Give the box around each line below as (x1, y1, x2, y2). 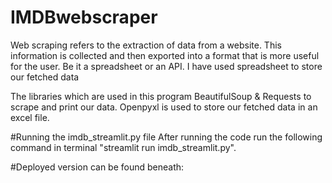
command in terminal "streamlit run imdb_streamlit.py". (10, 141, 237, 153)
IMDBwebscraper (10, 6, 158, 29)
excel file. (10, 111, 50, 123)
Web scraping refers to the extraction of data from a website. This (10, 39, 282, 51)
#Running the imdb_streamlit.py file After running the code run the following (10, 131, 323, 143)
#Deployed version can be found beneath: (10, 161, 185, 173)
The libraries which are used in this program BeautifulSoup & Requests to (10, 90, 312, 102)
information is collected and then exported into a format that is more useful (10, 49, 320, 61)
